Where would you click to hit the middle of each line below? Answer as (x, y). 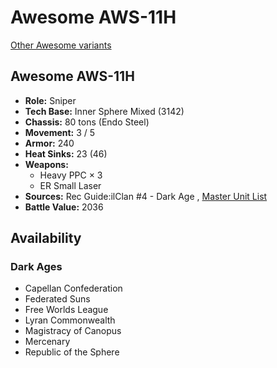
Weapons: (46, 164)
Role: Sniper (50, 100)
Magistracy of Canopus (73, 331)
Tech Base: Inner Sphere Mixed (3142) (104, 111)
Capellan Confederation (73, 288)
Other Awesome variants (61, 45)
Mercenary (47, 342)
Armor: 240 (49, 143)
